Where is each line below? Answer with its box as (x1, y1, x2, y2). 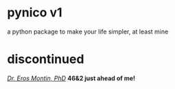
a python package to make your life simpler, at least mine (7, 27, 169, 36)
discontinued (7, 51, 84, 67)
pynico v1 (7, 5, 63, 21)
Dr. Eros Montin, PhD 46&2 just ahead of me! (7, 74, 136, 82)
